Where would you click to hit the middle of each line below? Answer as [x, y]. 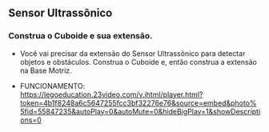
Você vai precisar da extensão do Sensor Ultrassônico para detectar [132, 53]
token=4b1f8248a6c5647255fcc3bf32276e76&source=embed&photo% [138, 102]
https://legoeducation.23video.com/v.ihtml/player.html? [111, 94]
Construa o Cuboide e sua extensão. [80, 36]
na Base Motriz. [46, 70]
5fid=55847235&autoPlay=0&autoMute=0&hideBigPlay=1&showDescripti [140, 111]
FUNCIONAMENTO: [52, 86]
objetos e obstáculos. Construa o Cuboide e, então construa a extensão [139, 62]
